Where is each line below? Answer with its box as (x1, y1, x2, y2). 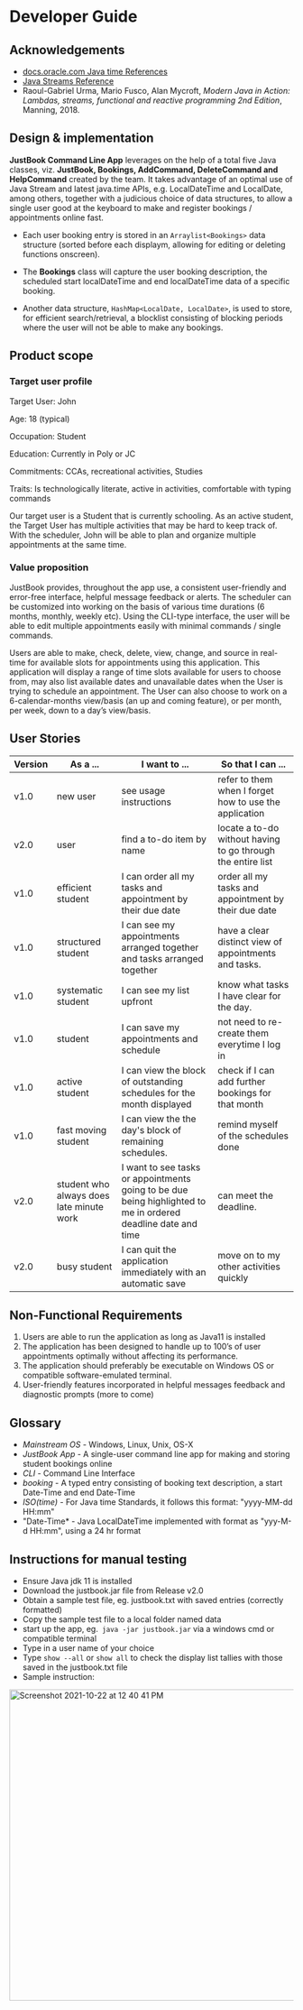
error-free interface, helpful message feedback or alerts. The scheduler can (9, 591, 291, 602)
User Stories (9, 731, 81, 746)
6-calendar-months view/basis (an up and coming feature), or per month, (9, 695, 282, 705)
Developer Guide (9, 6, 138, 27)
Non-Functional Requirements (9, 1308, 183, 1323)
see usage (121, 784, 166, 797)
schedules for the (121, 1086, 196, 1099)
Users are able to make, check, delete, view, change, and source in (9, 647, 259, 658)
